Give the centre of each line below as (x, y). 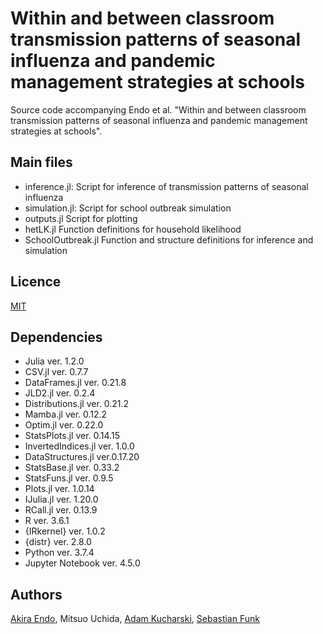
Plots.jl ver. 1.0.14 (59, 489)
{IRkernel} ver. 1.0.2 (65, 531)
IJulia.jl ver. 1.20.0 (61, 499)
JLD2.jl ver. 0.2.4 (60, 393)
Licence (36, 282)
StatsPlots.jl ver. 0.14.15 (72, 436)
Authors (36, 594)
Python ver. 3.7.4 (59, 553)
